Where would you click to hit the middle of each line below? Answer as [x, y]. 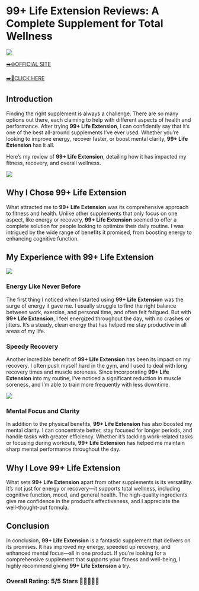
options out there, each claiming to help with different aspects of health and [99, 119]
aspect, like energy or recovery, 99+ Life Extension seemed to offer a [92, 219]
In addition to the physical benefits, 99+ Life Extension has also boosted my [99, 424]
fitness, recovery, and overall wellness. [54, 163]
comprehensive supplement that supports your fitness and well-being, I [93, 559]
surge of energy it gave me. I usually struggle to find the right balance [91, 306]
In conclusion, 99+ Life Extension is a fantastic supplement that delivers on [98, 540]
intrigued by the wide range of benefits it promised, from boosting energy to [99, 232]
